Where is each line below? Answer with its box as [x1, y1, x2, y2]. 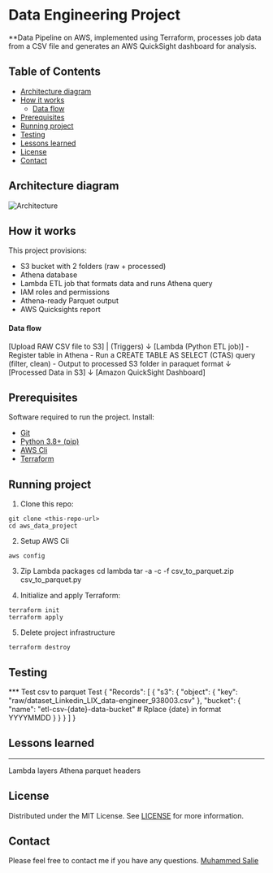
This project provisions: [8, 245, 87, 255]
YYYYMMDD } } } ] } [8, 713, 76, 723]
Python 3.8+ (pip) [19, 436, 80, 446]
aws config [8, 552, 45, 560]
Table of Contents [8, 65, 102, 79]
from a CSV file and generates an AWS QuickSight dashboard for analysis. [8, 41, 258, 50]
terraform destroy [8, 644, 71, 652]
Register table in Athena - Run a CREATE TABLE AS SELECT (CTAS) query [8, 350, 256, 359]
